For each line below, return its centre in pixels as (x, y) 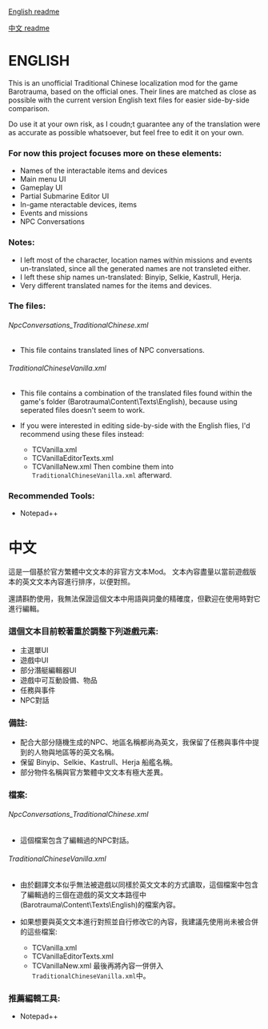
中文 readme (29, 28)
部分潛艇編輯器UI (48, 671)
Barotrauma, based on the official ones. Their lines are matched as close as (132, 91)
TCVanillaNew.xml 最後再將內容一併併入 (98, 966)
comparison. (29, 108)
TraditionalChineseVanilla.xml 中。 (91, 976)
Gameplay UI (41, 188)
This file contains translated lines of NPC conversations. (112, 350)
